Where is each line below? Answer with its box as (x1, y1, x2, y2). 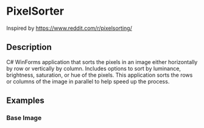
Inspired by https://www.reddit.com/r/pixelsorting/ (6, 24, 132, 32)
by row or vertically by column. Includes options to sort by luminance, (6, 65, 181, 72)
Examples (6, 96, 44, 106)
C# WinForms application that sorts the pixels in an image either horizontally (6, 58, 198, 65)
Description (6, 42, 52, 52)
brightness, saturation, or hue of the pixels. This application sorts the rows (6, 71, 193, 79)
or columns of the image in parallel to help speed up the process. (6, 77, 170, 85)
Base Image (6, 114, 42, 123)
